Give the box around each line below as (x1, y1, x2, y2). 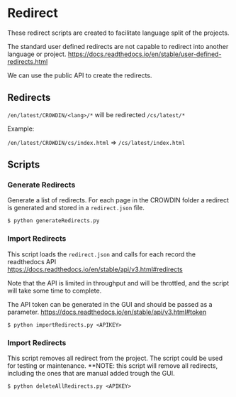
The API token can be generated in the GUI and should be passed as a (7, 300, 213, 308)
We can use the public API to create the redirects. (7, 71, 152, 80)
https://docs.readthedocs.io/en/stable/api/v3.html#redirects (7, 265, 183, 273)
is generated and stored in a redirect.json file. (7, 204, 145, 212)
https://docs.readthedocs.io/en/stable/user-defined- (67, 50, 222, 58)
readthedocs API (7, 257, 57, 266)
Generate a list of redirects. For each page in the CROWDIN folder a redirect (7, 196, 229, 205)
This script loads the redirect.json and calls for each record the (7, 250, 196, 259)
